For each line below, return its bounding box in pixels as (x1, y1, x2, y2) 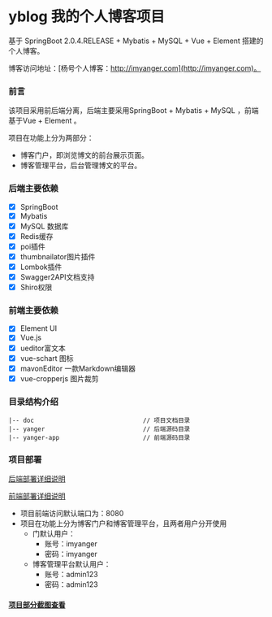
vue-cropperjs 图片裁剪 (19, 373, 99, 383)
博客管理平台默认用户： (32, 559, 111, 569)
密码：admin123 (44, 580, 99, 589)
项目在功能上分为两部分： (8, 133, 94, 143)
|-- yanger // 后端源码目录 (8, 425, 191, 433)
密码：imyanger (44, 550, 97, 559)
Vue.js (19, 332, 42, 342)
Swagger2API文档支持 (19, 272, 95, 281)
